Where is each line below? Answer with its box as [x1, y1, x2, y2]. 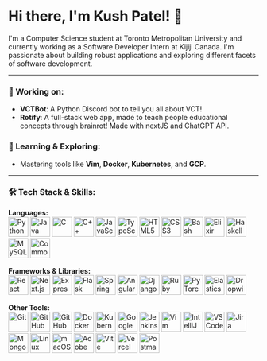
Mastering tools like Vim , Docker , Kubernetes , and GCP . [19, 159, 207, 169]
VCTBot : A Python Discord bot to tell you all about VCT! [19, 104, 203, 114]
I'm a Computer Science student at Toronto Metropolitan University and [8, 33, 242, 43]
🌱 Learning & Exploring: [8, 141, 101, 152]
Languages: [8, 208, 49, 217]
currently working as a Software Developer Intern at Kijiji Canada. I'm [8, 41, 234, 51]
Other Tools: [8, 302, 50, 312]
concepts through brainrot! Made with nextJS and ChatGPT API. [19, 121, 230, 130]
